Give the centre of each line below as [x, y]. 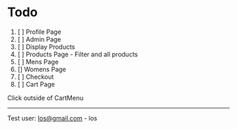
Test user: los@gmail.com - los [52, 118]
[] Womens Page [42, 69]
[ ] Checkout [36, 76]
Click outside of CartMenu [45, 98]
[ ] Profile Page [39, 32]
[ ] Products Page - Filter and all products [78, 54]
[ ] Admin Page [39, 39]
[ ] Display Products [46, 47]
